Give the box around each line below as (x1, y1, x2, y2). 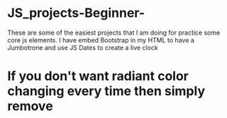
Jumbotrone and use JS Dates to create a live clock (7, 43, 158, 52)
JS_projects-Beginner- (7, 5, 145, 21)
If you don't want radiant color (7, 69, 189, 84)
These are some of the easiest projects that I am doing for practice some (7, 28, 221, 37)
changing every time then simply (7, 83, 206, 100)
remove (7, 98, 53, 114)
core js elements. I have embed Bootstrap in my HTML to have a (7, 35, 195, 44)
